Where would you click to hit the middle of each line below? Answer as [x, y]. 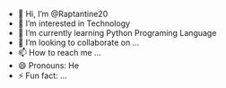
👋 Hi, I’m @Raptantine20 [63, 14]
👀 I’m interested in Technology [74, 23]
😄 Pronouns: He [48, 66]
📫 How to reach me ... [59, 53]
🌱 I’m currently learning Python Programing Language [117, 33]
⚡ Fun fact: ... [42, 75]
